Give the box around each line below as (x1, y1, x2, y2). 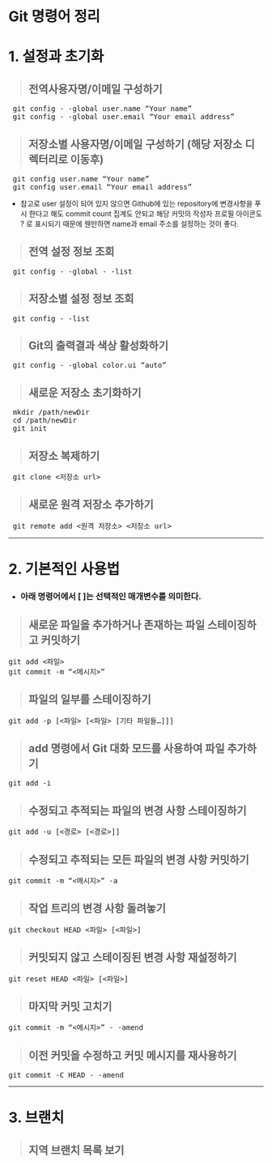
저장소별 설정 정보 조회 (28, 292, 134, 306)
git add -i (8, 779, 52, 788)
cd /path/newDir (12, 416, 77, 425)
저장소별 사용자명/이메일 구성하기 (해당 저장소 (28, 137, 243, 151)
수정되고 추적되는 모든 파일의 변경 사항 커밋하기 (28, 852, 249, 866)
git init (12, 424, 47, 433)
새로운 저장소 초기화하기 (28, 385, 142, 399)
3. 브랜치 (8, 1108, 65, 1127)
